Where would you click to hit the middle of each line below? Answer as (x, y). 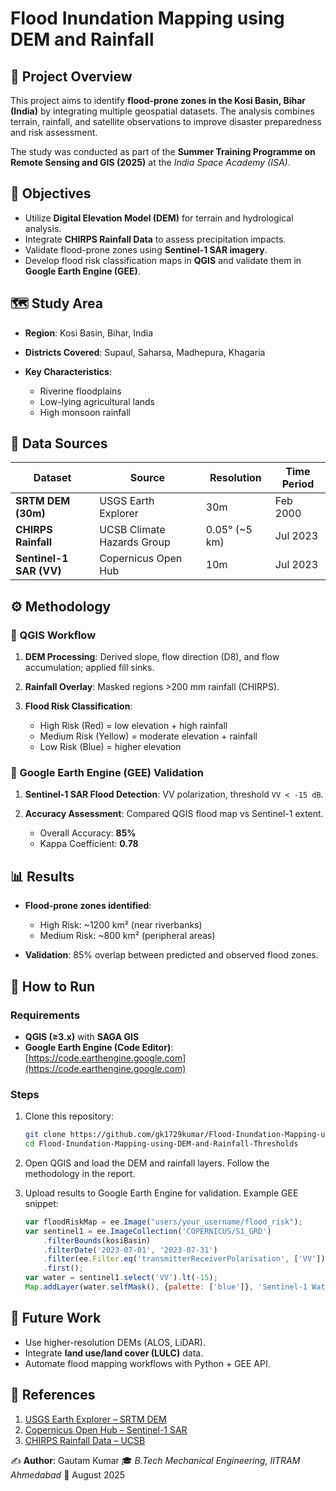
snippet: (41, 1203)
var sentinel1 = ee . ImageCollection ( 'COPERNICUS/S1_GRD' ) (148, 1231)
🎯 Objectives (51, 193)
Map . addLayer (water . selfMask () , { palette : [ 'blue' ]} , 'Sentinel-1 (166, 1287)
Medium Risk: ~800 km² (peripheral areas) (127, 936)
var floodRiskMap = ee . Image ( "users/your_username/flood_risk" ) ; (163, 1222)
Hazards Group (135, 542)
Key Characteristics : (68, 371)
